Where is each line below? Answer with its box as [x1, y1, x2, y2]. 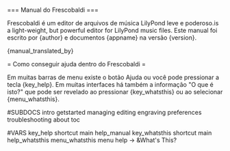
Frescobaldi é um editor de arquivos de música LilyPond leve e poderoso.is [7, 19, 219, 27]
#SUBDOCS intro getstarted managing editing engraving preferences [7, 109, 202, 116]
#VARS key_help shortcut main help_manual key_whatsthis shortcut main [7, 129, 212, 137]
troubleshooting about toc [7, 115, 81, 124]
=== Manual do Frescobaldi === [7, 6, 99, 14]
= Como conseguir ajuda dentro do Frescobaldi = [7, 60, 146, 68]
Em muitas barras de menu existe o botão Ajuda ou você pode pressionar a [7, 73, 220, 81]
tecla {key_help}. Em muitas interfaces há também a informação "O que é [7, 81, 214, 88]
